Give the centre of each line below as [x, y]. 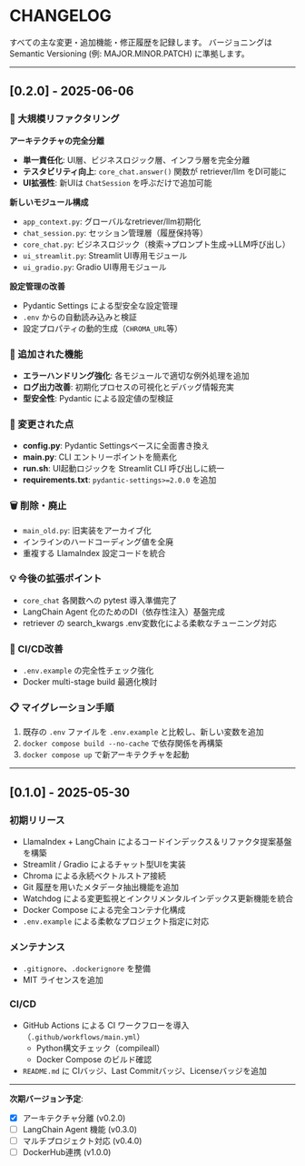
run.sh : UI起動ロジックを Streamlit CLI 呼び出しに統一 [123, 469]
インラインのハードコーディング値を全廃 [98, 542]
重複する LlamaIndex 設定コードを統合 [94, 553]
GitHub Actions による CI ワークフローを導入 [106, 1025]
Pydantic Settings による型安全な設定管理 [100, 305]
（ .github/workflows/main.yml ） [84, 1036]
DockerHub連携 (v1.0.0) [67, 1151]
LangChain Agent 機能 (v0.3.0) [80, 1129]
